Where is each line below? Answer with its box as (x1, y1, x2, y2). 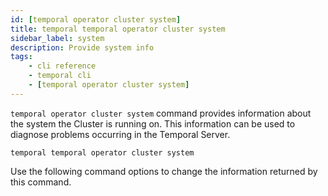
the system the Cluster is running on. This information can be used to (10, 117, 296, 130)
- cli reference (28, 61, 97, 71)
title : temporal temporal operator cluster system (10, 24, 226, 34)
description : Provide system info (10, 42, 155, 53)
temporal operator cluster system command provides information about (10, 107, 312, 119)
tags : (10, 52, 33, 62)
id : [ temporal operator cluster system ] (10, 14, 182, 25)
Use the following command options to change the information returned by (10, 165, 318, 177)
